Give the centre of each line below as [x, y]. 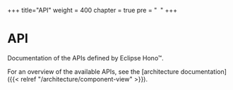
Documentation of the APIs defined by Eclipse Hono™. [85, 58]
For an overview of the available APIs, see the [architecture [93, 71]
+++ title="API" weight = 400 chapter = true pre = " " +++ [92, 10]
